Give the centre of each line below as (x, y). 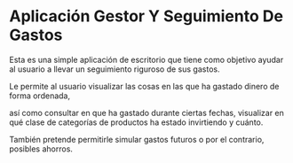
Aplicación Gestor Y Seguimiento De (146, 16)
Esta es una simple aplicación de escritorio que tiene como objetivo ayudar (146, 59)
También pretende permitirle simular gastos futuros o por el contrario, (137, 139)
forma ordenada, (40, 96)
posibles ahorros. (41, 149)
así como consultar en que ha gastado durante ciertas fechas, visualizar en (146, 113)
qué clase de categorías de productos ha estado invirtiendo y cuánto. (136, 122)
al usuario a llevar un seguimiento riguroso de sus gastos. (115, 69)
